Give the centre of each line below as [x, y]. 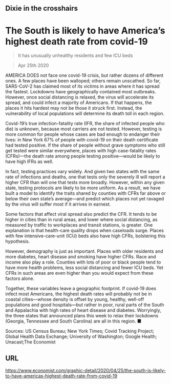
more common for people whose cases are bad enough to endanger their [83, 134]
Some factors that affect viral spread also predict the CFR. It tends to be [81, 214]
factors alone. [20, 278]
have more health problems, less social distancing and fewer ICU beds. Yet [84, 268]
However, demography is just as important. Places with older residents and [84, 251]
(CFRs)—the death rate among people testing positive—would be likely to [83, 156]
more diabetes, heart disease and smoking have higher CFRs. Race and [81, 257]
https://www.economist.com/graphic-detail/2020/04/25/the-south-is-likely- [86, 371]
